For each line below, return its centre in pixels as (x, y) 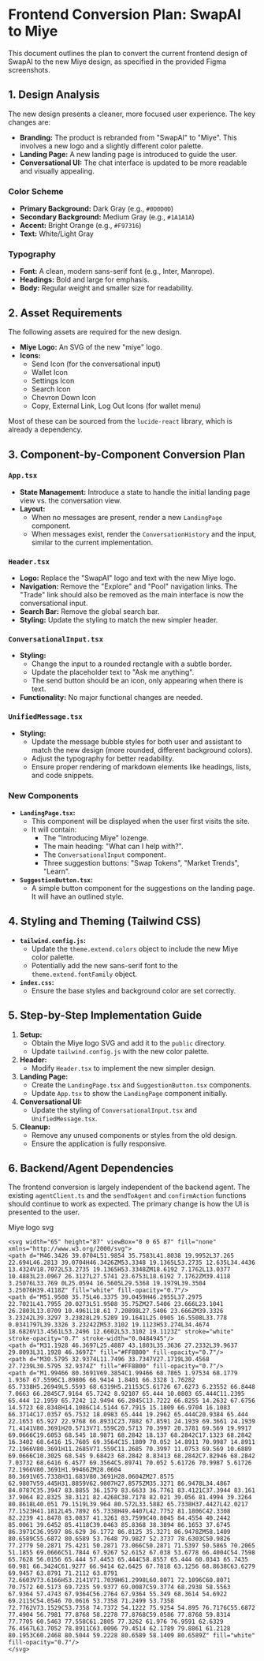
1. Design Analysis (54, 95)
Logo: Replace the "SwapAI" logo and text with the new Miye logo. (128, 578)
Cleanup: (35, 1127)
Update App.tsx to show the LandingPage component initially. (130, 1093)
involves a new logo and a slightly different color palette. (111, 146)
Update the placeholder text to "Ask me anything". (113, 672)
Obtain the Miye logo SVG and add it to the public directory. (128, 1042)
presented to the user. (44, 1212)
